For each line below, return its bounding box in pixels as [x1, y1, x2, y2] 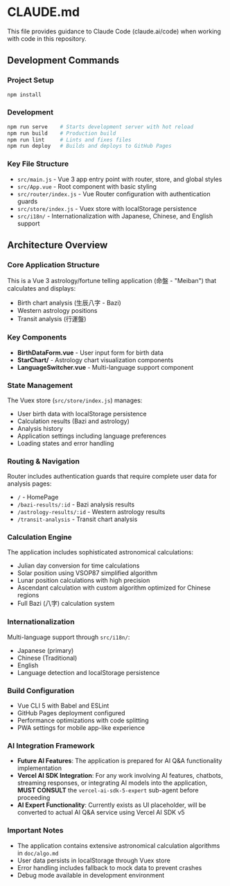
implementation [17, 764, 62, 772]
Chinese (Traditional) [17, 654, 78, 662]
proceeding [17, 794, 51, 802]
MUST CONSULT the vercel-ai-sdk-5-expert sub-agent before [17, 786, 199, 794]
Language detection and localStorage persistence [17, 668, 160, 676]
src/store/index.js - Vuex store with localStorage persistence [17, 204, 197, 212]
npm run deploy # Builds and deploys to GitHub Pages [7, 143, 172, 150]
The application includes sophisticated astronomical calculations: [7, 548, 194, 556]
